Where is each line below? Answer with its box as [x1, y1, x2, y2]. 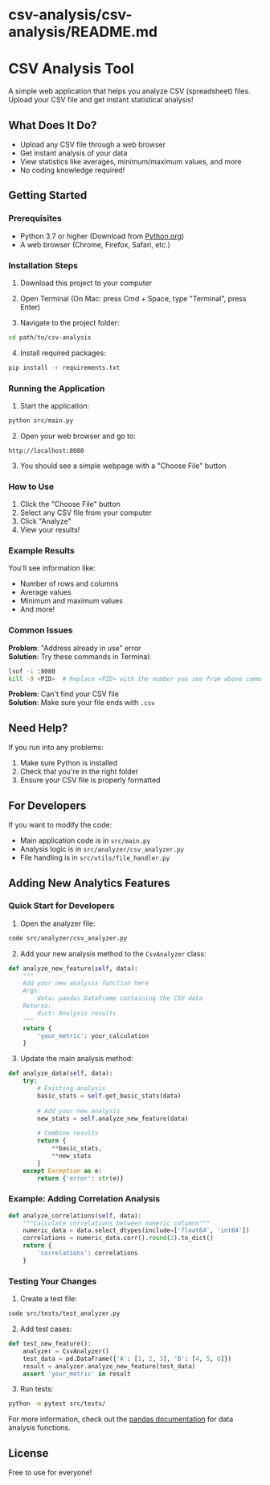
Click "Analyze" [19, 516, 72, 526]
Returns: [22, 1002, 52, 1010]
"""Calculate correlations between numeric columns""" [22, 1219, 211, 1227]
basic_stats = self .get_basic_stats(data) [37, 1092, 182, 1100]
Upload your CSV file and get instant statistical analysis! [8, 95, 194, 105]
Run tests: [19, 1384, 54, 1394]
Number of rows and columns [19, 579, 119, 589]
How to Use [8, 481, 55, 492]
